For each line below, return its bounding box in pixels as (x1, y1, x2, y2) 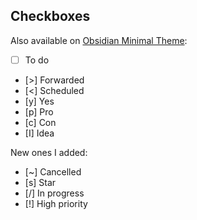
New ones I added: (10, 146, 88, 158)
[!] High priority (24, 197, 88, 209)
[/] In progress (24, 187, 85, 199)
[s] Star (24, 176, 57, 188)
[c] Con (24, 116, 57, 128)
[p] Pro (24, 105, 54, 118)
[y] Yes (24, 95, 55, 107)
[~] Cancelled (24, 165, 82, 178)
